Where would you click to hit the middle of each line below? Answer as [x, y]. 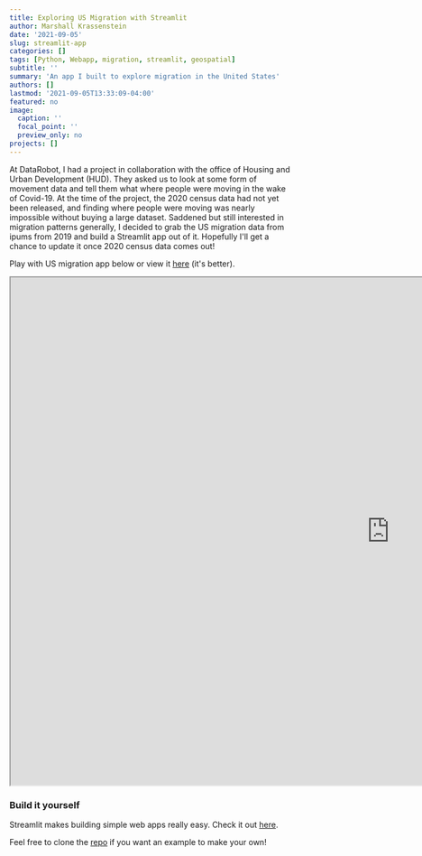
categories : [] [38, 51]
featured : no [34, 102]
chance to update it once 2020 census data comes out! [112, 246]
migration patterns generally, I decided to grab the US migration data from [147, 227]
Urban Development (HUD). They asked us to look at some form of [133, 179]
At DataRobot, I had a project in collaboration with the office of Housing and [150, 169]
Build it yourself [45, 805]
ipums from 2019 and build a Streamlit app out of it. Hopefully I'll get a [139, 237]
